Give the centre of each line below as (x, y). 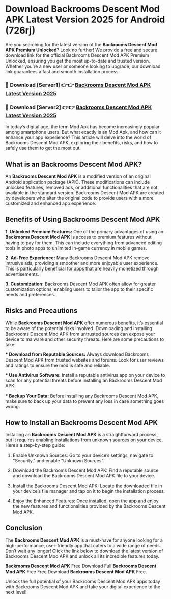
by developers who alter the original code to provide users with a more (79, 198)
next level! (16, 592)
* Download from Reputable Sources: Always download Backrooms (77, 354)
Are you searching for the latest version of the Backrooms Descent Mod (81, 44)
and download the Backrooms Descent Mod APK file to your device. (84, 476)
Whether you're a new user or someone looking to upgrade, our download (83, 66)
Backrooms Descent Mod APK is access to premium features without (78, 237)
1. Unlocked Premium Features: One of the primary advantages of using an (84, 231)
